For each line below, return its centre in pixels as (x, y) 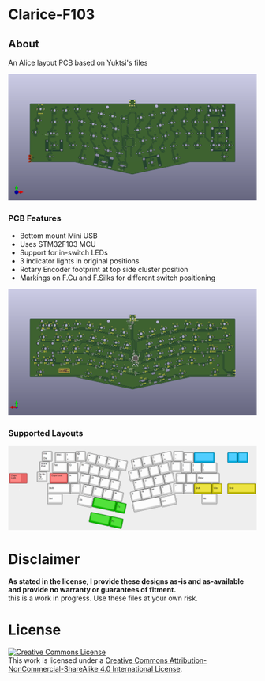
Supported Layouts (46, 433)
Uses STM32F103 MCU (58, 244)
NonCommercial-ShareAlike (53, 668)
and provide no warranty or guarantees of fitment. (92, 589)
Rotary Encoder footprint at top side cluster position (104, 269)
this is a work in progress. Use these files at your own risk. (103, 598)
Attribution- (188, 660)
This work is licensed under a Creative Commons (88, 660)
